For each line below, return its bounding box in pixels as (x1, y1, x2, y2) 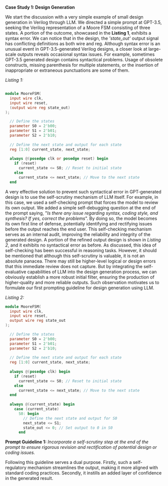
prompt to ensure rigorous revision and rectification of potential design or (5, 444, 157, 450)
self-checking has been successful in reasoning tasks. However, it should (5, 247, 157, 253)
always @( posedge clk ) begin (9, 369, 70, 374)
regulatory (5, 464, 26, 471)
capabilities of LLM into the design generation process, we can (27, 269, 157, 275)
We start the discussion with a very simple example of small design (5, 14, 143, 20)
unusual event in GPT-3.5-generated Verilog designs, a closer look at (5, 46, 147, 52)
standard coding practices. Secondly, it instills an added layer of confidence (5, 470, 162, 476)
